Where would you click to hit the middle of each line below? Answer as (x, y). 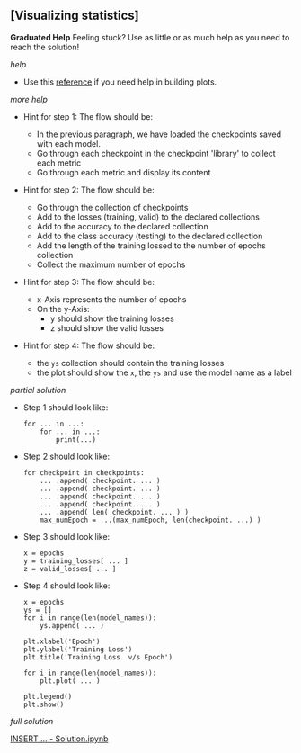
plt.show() (44, 704)
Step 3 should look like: (66, 536)
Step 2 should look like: (66, 456)
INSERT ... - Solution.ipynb (59, 739)
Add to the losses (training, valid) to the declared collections (148, 217)
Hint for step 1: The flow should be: (88, 116)
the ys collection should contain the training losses (130, 363)
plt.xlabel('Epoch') (62, 641)
